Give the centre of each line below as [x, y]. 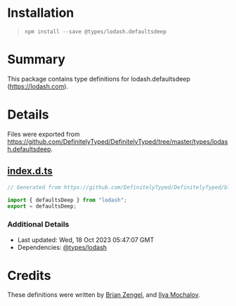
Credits [29, 275]
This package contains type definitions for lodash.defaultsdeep [99, 79]
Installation [41, 13]
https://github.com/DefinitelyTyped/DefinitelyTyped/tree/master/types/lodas [118, 141]
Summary [36, 59]
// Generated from [34, 187]
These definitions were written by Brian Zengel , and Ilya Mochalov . [104, 295]
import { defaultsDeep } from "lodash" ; [67, 200]
